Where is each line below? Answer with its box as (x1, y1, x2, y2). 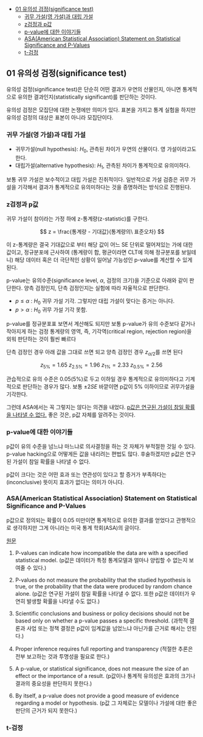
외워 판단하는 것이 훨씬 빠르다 (6, 335, 77, 342)
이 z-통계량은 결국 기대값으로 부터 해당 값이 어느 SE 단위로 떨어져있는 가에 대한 (6, 241, 193, 248)
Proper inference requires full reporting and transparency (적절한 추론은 (15, 645, 193, 652)
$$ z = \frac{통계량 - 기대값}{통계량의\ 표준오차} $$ (40, 228, 165, 235)
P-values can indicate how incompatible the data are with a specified (15, 549, 188, 556)
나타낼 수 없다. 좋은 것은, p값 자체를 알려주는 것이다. (12, 411, 136, 418)
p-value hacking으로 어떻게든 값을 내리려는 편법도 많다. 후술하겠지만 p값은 (6, 450, 185, 458)
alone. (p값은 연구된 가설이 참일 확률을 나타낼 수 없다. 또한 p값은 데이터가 (15, 590, 190, 597)
